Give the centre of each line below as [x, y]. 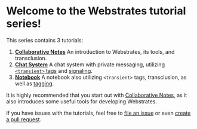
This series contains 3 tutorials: [45, 40]
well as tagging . [34, 83]
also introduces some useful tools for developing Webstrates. [81, 101]
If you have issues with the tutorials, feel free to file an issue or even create [98, 113]
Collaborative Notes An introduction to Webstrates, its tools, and [95, 51]
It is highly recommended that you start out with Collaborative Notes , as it [97, 95]
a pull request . [24, 119]
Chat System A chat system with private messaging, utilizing [90, 64]
